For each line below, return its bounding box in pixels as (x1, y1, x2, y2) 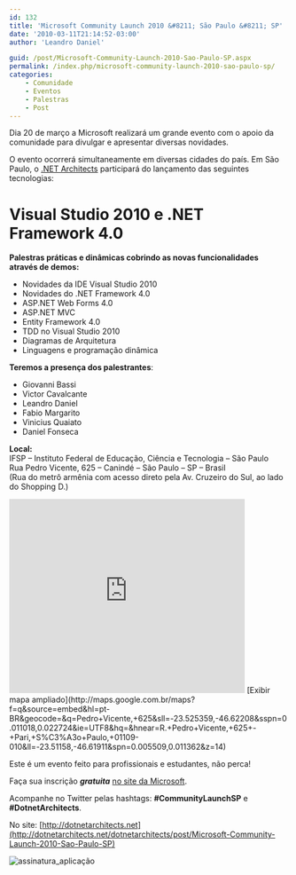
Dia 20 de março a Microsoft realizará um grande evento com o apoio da (9, 128, 275, 138)
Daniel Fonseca (21, 427, 79, 437)
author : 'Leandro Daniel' (9, 37, 105, 47)
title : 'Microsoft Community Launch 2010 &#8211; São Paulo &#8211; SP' (9, 21, 284, 30)
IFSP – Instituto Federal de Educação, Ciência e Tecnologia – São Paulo (9, 453, 269, 464)
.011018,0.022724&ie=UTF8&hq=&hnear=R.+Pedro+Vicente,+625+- (9, 722, 257, 733)
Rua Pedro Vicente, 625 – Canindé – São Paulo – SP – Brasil (9, 462, 226, 473)
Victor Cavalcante (21, 389, 88, 399)
